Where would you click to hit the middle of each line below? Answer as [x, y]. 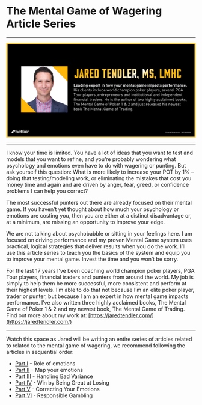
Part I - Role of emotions [45, 363]
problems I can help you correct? [47, 191]
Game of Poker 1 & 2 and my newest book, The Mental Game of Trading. [96, 309]
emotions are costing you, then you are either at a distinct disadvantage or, [99, 215]
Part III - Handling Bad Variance [54, 376]
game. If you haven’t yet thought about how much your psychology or [93, 209]
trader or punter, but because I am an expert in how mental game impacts [97, 296]
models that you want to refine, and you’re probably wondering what [91, 159]
